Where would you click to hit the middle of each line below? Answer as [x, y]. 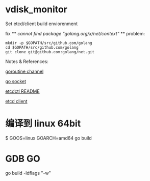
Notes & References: [27, 61]
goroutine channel [24, 71]
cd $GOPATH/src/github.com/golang [42, 47]
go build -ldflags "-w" [28, 173]
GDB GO [23, 159]
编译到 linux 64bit [43, 124]
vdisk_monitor [36, 9]
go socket [16, 81]
